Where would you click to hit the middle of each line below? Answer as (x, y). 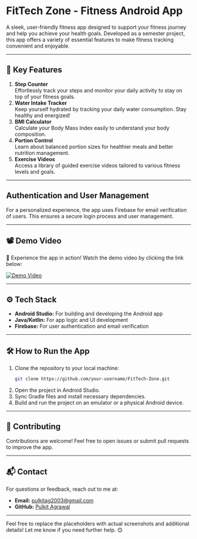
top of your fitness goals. (45, 97)
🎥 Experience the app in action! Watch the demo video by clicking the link (95, 258)
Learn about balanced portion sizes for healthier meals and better (94, 147)
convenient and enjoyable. (38, 46)
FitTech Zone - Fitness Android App (94, 11)
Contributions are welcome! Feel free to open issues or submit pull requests (98, 441)
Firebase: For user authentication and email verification (82, 326)
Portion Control (34, 140)
